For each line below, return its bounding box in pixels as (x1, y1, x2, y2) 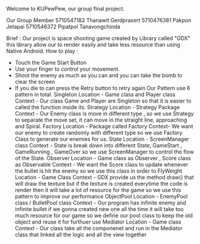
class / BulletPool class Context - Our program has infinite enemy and (14, 199, 186, 206)
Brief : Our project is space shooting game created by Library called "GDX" (6, 35, 191, 41)
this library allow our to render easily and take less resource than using (6, 41, 180, 48)
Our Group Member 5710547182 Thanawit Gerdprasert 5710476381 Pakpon (6, 17, 192, 23)
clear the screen (14, 78, 56, 85)
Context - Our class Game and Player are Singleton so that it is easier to (14, 97, 192, 104)
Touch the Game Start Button (14, 59, 87, 66)
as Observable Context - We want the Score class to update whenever (14, 161, 189, 168)
